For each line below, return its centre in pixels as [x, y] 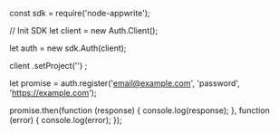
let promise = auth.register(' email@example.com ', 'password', [125, 83]
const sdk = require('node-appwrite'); [80, 13]
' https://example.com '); [53, 93]
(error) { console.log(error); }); [66, 120]
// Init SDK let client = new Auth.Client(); [84, 30]
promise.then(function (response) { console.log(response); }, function [139, 110]
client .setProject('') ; [48, 66]
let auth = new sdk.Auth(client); [68, 48]
